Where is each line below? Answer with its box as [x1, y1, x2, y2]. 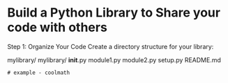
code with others [7, 19, 108, 35]
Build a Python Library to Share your [7, 5, 221, 21]
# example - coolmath [7, 69, 70, 76]
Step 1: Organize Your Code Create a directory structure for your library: [7, 42, 214, 50]
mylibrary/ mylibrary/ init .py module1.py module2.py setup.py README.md [7, 55, 222, 64]
